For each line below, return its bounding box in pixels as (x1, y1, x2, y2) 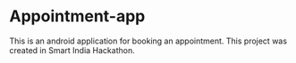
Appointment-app (9, 6, 146, 27)
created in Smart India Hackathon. (9, 44, 136, 55)
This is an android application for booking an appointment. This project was (9, 35, 288, 46)
